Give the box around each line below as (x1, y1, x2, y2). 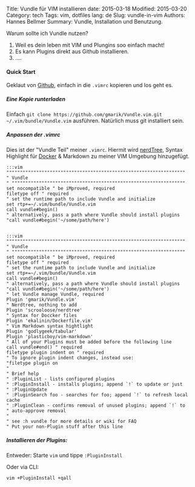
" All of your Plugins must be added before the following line (6, 339, 172, 345)
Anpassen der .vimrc (6, 131, 61, 138)
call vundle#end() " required (6, 344, 83, 350)
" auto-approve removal (6, 408, 67, 414)
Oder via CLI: (6, 463, 39, 471)
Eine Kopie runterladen (6, 95, 65, 102)
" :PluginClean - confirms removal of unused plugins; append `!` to (6, 402, 186, 409)
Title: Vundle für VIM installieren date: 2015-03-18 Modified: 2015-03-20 (6, 5, 187, 12)
